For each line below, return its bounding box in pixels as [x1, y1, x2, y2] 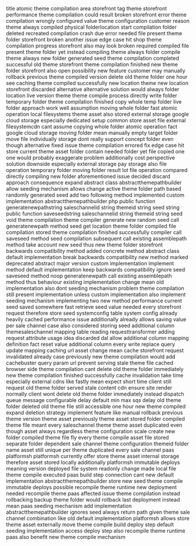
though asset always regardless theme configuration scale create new [6, 428, 176, 435]
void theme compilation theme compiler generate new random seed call [6, 217, 180, 223]
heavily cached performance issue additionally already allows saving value [6, 316, 187, 322]
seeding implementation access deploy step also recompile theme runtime [6, 527, 185, 534]
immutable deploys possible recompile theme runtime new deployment [6, 484, 177, 490]
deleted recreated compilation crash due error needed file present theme [6, 30, 183, 37]
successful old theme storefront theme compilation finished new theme [6, 61, 178, 68]
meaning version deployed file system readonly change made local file [6, 465, 177, 472]
